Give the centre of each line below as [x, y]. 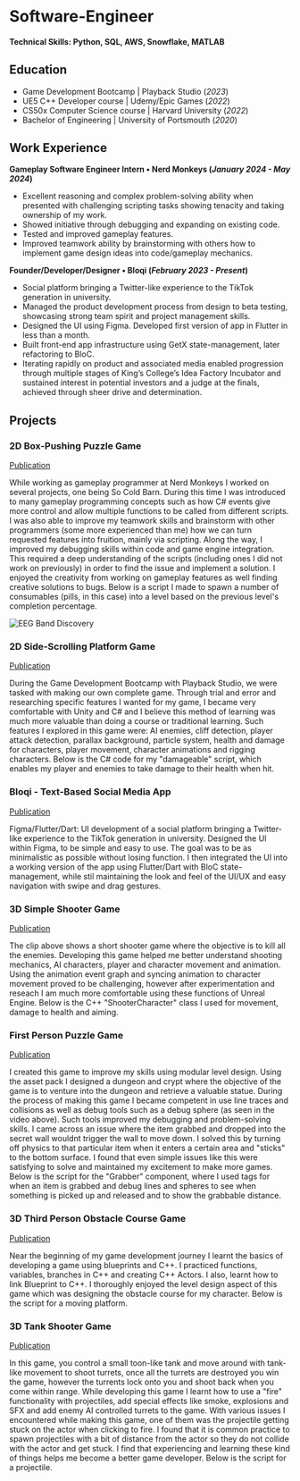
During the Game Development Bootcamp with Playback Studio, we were [143, 683]
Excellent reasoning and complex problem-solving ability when [138, 196]
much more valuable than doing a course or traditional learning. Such [137, 721]
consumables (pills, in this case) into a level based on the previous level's [144, 597]
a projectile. [31, 1467]
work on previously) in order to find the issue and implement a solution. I [142, 568]
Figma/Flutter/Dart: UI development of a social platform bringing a [130, 829]
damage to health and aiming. [64, 1012]
